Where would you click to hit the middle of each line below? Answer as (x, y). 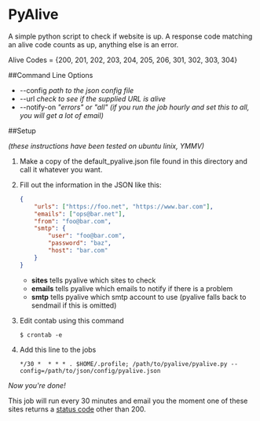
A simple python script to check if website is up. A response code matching (130, 36)
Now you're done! (37, 385)
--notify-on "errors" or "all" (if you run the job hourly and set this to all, (134, 107)
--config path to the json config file (77, 90)
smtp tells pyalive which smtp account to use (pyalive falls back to (139, 297)
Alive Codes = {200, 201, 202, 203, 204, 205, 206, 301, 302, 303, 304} (123, 60)
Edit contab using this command (71, 320)
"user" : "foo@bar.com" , (87, 236)
